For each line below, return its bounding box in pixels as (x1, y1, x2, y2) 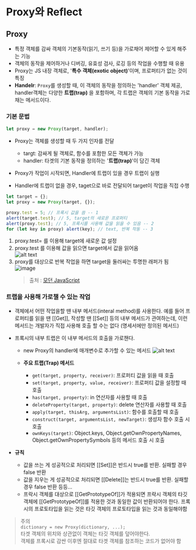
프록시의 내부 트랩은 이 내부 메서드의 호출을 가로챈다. (14, 334, 135, 341)
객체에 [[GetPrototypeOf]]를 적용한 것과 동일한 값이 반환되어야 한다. (23, 498, 180, 505)
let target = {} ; (6, 194, 49, 200)
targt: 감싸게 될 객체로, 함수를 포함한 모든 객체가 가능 (23, 150, 144, 157)
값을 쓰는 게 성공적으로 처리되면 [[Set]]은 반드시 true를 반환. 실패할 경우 (23, 461, 187, 468)
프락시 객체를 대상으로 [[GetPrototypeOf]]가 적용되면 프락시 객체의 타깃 (23, 490, 188, 497)
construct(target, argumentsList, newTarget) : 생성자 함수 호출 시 (32, 415, 190, 422)
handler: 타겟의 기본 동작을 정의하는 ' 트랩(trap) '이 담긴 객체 (23, 157, 160, 164)
